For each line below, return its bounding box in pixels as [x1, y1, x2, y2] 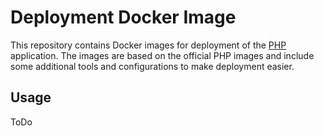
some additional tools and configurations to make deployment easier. [10, 60, 295, 72]
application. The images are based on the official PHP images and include [10, 49, 315, 61]
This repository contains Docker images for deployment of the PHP [10, 39, 287, 51]
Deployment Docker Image [10, 6, 237, 29]
